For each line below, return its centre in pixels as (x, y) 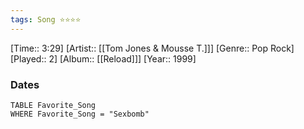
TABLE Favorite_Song (53, 105)
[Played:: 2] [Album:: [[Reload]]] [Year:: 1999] (103, 58)
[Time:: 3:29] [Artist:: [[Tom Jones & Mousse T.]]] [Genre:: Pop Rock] (152, 48)
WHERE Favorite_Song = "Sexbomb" (80, 114)
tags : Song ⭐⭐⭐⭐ (46, 19)
